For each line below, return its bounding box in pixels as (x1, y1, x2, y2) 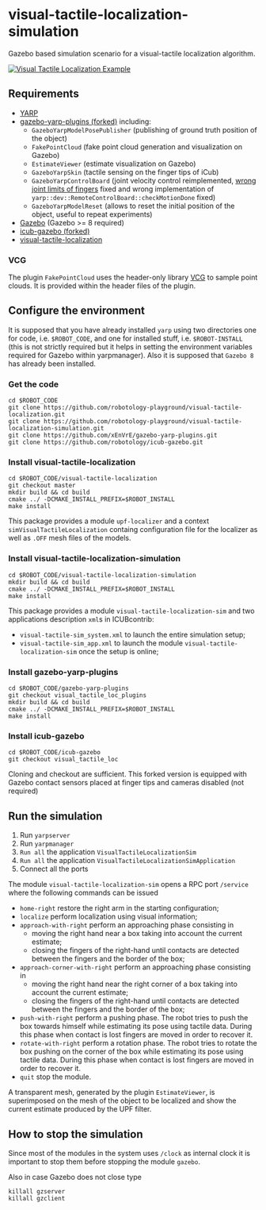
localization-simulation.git (8, 425, 104, 433)
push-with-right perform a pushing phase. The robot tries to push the (19, 1013, 249, 1023)
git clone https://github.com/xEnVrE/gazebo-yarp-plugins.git (8, 431, 218, 440)
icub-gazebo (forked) (19, 226, 90, 236)
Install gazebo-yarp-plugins (8, 666, 119, 677)
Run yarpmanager (19, 839, 74, 849)
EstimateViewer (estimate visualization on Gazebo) (31, 159, 196, 168)
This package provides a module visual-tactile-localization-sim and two (8, 606, 255, 615)
